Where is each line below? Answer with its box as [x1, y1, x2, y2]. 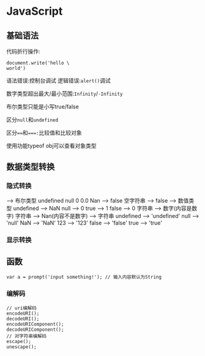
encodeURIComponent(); [6, 321, 64, 327]
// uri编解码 [6, 305, 37, 311]
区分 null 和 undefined [6, 116, 59, 123]
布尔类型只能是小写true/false [6, 103, 80, 110]
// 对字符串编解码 [6, 333, 47, 339]
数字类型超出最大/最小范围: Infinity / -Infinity [6, 90, 123, 97]
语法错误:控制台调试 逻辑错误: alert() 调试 [6, 77, 111, 84]
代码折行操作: [6, 48, 41, 55]
